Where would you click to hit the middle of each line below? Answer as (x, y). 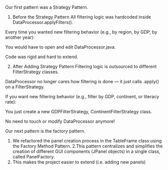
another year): (20, 37)
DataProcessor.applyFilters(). (43, 22)
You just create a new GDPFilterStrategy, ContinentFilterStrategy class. (79, 112)
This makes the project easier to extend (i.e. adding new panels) (79, 162)
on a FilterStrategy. (25, 87)
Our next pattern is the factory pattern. (45, 131)
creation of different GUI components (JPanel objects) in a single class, (86, 151)
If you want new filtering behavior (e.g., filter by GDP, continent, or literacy (82, 97)
